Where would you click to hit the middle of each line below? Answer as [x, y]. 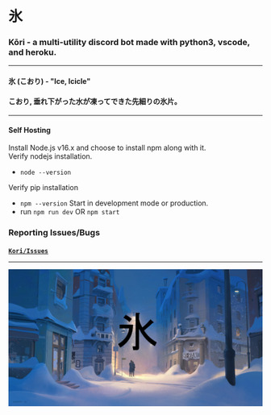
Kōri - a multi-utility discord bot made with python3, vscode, [129, 43]
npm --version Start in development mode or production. [114, 203]
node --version [46, 173]
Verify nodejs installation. [50, 156]
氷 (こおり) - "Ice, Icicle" [50, 81]
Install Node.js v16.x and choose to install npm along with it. [107, 148]
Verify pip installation [44, 188]
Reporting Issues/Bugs [54, 233]
